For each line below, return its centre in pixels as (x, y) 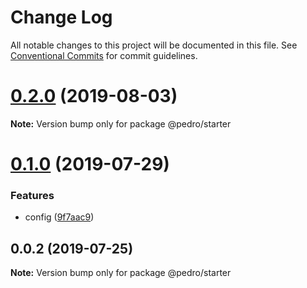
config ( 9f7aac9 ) (59, 217)
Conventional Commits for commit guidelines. (104, 55)
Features (32, 195)
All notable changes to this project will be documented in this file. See (154, 45)
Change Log (61, 17)
